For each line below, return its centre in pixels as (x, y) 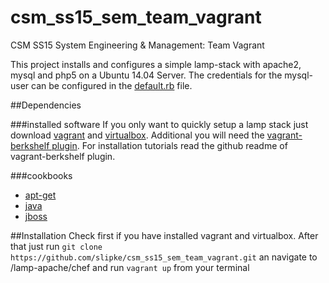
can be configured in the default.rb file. (112, 85)
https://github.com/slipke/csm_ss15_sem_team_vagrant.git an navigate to (164, 257)
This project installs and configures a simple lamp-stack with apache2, (156, 64)
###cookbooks (41, 175)
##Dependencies (46, 105)
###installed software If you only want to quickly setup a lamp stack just (159, 124)
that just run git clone (56, 246)
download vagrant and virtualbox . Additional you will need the (137, 135)
